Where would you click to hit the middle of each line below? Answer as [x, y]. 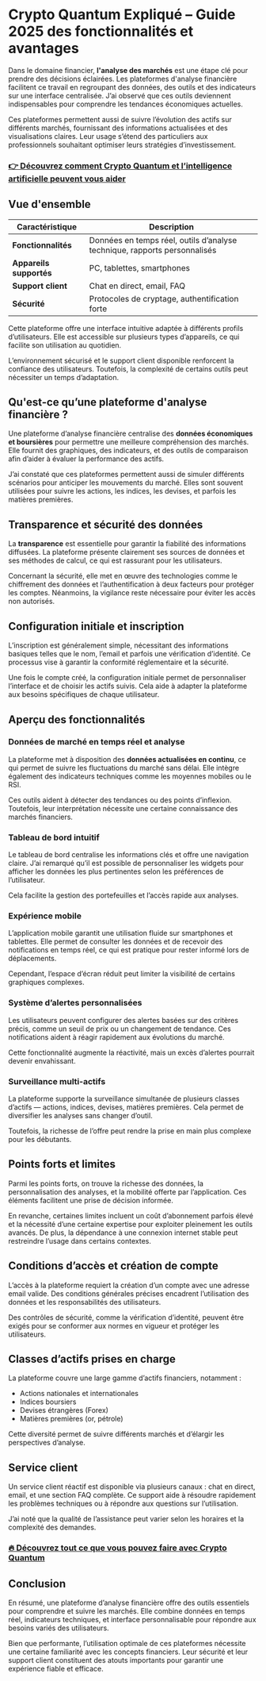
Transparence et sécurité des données [106, 524]
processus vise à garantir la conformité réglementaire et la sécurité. [119, 662]
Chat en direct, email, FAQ [137, 286]
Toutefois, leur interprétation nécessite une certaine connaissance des [123, 808]
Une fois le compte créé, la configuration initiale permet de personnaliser [127, 678]
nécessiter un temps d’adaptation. [64, 377]
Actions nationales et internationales [79, 1394]
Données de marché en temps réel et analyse [97, 742]
